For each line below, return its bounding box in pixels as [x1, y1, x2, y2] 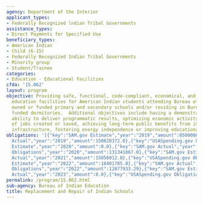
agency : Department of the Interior [6, 8, 98, 15]
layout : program [6, 88, 47, 94]
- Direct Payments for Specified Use [6, 31, 101, 37]
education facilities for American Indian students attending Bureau [11, 98, 190, 104]
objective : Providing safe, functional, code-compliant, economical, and [6, 93, 196, 99]
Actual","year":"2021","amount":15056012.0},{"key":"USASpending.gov [11, 155, 190, 161]
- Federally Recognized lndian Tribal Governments [6, 20, 137, 26]
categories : [6, 71, 36, 77]
